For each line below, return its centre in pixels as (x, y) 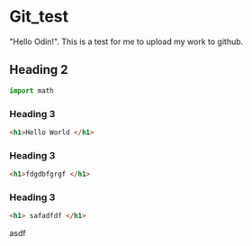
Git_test (39, 17)
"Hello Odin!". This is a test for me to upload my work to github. (126, 41)
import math (31, 91)
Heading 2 (39, 70)
